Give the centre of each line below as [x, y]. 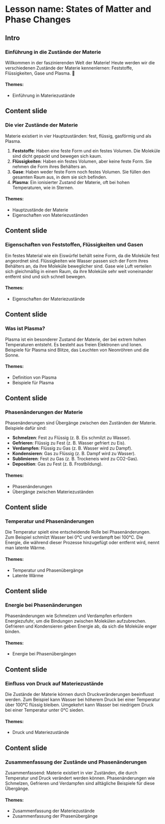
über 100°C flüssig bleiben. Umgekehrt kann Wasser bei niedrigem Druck [79, 705]
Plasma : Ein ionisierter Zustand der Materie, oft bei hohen [71, 182]
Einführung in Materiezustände [44, 95]
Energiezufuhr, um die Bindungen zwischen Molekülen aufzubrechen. [76, 621]
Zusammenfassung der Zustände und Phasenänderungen [76, 762]
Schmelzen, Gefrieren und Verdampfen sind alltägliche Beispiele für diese [80, 783]
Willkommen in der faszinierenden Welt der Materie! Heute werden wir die [80, 62]
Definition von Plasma [34, 377]
